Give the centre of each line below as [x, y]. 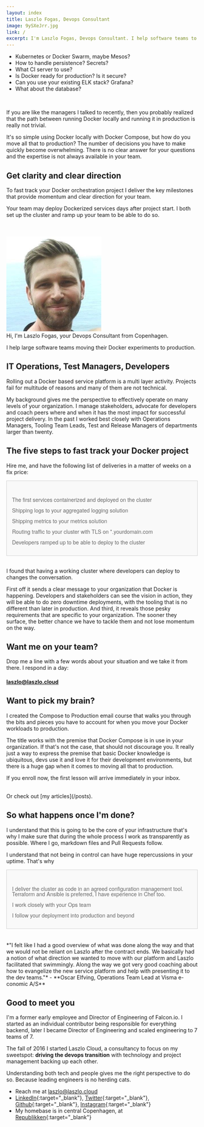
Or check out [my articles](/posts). [49, 796]
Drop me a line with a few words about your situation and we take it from [97, 661]
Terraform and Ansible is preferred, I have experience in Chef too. [89, 894]
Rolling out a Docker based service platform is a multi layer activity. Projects [101, 381]
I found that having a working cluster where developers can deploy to [93, 571]
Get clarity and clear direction [64, 175]
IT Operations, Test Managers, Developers [88, 367]
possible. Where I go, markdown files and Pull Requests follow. [85, 843]
